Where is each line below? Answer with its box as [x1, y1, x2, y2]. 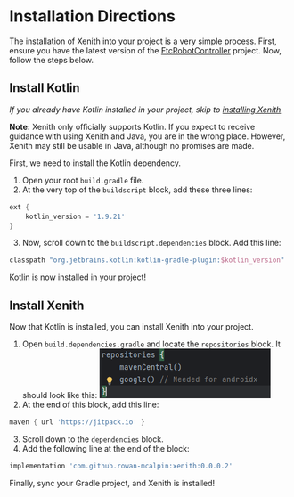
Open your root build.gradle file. [21, 175, 144, 185]
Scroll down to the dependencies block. [21, 434, 164, 444]
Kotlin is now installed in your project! [9, 272, 147, 282]
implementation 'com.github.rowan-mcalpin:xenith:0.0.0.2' [9, 461, 233, 470]
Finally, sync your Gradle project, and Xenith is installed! [9, 477, 216, 488]
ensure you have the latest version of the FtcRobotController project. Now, [9, 45, 282, 55]
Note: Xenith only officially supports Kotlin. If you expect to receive [9, 121, 256, 132]
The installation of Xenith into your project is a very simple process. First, [9, 36, 277, 46]
